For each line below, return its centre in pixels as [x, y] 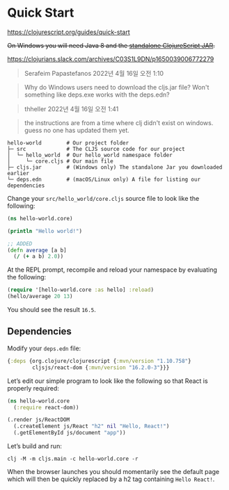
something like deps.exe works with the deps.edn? [97, 95]
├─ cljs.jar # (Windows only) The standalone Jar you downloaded [115, 167]
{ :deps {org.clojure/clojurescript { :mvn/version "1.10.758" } [99, 361]
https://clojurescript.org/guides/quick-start [69, 32]
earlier [18, 173]
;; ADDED [20, 244]
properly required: [33, 388]
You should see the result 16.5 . [52, 310]
